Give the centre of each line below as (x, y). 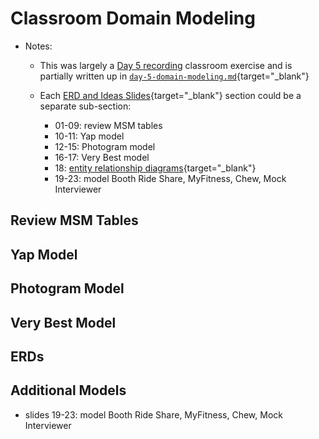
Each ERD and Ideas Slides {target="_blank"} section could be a (170, 95)
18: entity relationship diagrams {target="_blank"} (155, 168)
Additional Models (68, 390)
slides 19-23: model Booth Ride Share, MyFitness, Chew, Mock (153, 414)
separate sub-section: (85, 106)
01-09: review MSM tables (108, 125)
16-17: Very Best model (102, 157)
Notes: (38, 46)
